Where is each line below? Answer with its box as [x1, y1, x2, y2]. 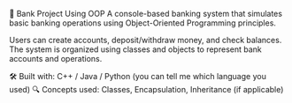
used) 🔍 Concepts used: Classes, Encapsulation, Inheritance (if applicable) [9, 85, 284, 94]
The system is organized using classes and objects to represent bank [9, 44, 263, 55]
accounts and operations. [9, 54, 103, 63]
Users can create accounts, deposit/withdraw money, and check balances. [9, 35, 282, 45]
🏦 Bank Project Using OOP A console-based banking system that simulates [9, 9, 283, 18]
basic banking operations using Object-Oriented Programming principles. [9, 18, 277, 28]
